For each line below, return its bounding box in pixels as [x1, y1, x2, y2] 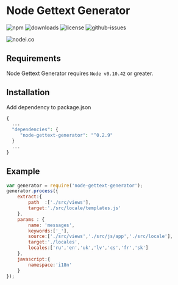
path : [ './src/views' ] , [28, 200, 91, 206]
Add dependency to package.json [6, 103, 91, 110]
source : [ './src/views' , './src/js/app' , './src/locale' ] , [28, 233, 173, 240]
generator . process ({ [6, 188, 59, 194]
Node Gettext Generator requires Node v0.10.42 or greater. [6, 70, 154, 77]
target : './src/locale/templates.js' [28, 205, 121, 211]
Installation [6, 87, 50, 98]
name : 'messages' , [28, 222, 75, 228]
